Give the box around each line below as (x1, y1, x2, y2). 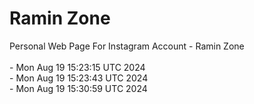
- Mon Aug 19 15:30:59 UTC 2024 (9, 82, 148, 94)
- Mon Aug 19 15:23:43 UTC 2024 (9, 72, 149, 84)
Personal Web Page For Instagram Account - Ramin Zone (9, 40, 245, 52)
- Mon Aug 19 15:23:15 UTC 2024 (9, 61, 146, 73)
